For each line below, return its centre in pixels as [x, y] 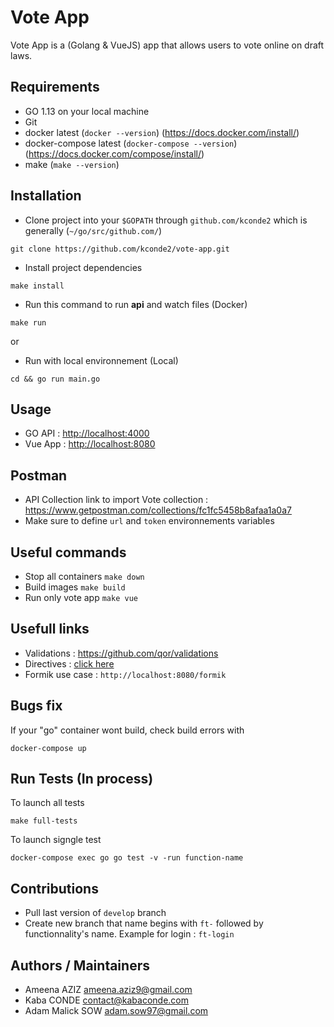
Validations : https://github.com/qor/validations [121, 653]
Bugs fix [36, 706]
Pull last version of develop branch [95, 913]
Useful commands [68, 552]
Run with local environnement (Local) [101, 360]
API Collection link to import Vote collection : [116, 500]
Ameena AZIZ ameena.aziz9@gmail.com [108, 990]
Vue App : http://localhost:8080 [90, 444]
